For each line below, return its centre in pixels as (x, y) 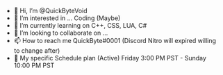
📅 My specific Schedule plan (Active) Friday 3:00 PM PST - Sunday (110, 58)
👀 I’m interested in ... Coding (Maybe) (67, 18)
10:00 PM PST (34, 65)
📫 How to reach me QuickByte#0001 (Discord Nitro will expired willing (115, 41)
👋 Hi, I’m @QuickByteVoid (51, 11)
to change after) (37, 51)
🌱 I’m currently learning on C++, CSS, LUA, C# (80, 25)
